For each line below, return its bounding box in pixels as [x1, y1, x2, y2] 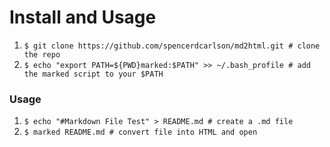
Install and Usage [9, 6, 157, 29]
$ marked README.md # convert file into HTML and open [23, 127, 258, 138]
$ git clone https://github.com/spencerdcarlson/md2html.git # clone [23, 41, 321, 51]
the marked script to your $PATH [23, 69, 164, 79]
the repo [23, 49, 61, 60]
